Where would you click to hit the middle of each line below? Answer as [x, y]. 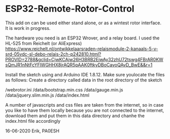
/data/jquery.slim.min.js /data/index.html [47, 95]
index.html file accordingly [33, 121]
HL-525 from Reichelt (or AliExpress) [44, 43]
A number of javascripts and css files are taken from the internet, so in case [84, 105]
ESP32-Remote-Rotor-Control [70, 9]
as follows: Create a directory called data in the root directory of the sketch [84, 80]
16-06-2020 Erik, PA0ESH [32, 131]
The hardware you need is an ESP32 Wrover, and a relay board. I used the [82, 38]
